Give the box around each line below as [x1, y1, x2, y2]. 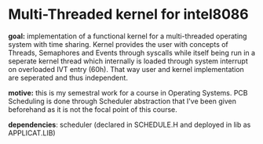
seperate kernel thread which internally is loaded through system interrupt [8, 56, 249, 66]
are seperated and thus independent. [8, 73, 128, 82]
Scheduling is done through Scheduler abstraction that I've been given [8, 96, 237, 106]
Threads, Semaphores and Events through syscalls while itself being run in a [8, 48, 256, 57]
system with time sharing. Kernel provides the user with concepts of [8, 39, 229, 49]
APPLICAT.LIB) [8, 128, 57, 138]
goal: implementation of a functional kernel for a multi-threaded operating [8, 31, 247, 41]
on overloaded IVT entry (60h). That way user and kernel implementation [8, 64, 245, 74]
